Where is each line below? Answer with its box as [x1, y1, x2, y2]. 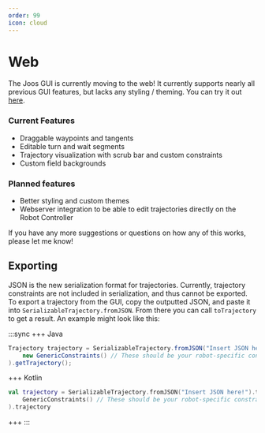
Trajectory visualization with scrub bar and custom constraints [19, 150, 223, 159]
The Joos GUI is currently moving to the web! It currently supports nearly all [8, 79, 255, 88]
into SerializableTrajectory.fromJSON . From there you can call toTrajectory [8, 305, 257, 315]
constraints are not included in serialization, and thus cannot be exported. [8, 289, 248, 298]
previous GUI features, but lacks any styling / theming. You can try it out [8, 88, 242, 97]
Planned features [8, 178, 76, 189]
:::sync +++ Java [8, 329, 63, 338]
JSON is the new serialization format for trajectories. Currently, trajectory [8, 280, 246, 289]
